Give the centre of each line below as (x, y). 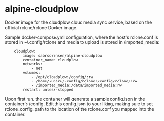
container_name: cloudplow (50, 60)
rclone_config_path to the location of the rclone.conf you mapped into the (80, 109)
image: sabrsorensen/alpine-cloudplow (62, 55)
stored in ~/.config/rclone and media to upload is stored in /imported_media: (82, 42)
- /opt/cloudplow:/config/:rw (62, 77)
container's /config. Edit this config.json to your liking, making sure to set (79, 104)
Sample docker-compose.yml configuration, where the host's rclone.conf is (82, 37)
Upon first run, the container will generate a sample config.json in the (75, 99)
